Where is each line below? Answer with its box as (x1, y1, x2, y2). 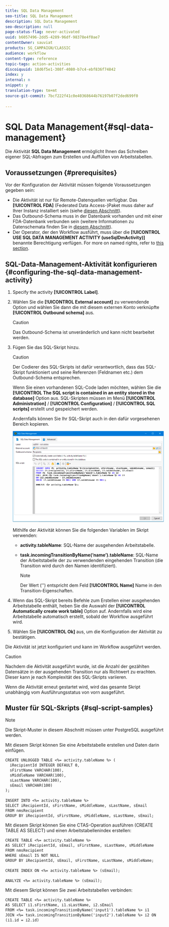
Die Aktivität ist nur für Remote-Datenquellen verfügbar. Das (12, 197, 137, 203)
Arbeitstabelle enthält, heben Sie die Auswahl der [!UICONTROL (12, 602, 146, 608)
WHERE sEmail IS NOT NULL (5, 853, 59, 858)
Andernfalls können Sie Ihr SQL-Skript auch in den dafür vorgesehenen (12, 416, 160, 422)
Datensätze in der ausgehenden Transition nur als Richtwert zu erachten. (5, 668, 157, 675)
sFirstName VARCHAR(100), (10, 768, 64, 773)
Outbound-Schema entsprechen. (12, 375, 81, 381)
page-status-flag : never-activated (5, 29, 80, 35)
